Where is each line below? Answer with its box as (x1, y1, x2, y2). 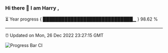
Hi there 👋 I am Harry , (5, 4, 59, 11)
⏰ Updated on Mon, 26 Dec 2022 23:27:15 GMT (5, 32, 104, 38)
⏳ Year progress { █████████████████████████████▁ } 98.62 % (5, 16, 158, 22)
